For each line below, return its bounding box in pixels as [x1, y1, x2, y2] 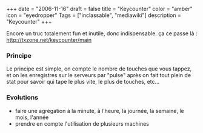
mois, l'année [15, 114, 49, 121]
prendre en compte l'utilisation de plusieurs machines [15, 120, 150, 127]
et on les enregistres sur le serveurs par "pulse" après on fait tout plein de [6, 72, 191, 79]
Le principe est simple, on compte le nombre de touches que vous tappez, [6, 65, 192, 72]
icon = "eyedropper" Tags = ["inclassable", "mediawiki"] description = [6, 12, 182, 19]
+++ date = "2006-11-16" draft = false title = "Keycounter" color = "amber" [6, 5, 193, 12]
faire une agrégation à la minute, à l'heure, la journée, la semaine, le [15, 107, 185, 114]
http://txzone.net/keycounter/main [6, 36, 92, 43]
